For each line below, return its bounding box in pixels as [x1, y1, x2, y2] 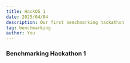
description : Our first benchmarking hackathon [6, 19, 125, 25]
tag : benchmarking [6, 24, 51, 31]
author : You [6, 30, 35, 36]
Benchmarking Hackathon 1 [6, 50, 86, 58]
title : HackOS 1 [6, 8, 46, 15]
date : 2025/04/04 [6, 14, 49, 20]
